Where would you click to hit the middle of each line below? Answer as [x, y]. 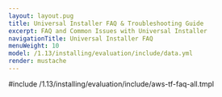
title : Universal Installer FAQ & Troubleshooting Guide [106, 23]
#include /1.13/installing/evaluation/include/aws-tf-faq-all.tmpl [111, 84]
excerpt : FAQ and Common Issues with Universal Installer [108, 31]
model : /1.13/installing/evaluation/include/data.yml [101, 53]
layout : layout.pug [41, 16]
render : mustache [38, 61]
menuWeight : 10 [34, 46]
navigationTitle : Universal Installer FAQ [81, 38]
